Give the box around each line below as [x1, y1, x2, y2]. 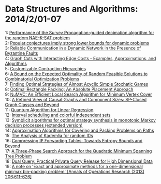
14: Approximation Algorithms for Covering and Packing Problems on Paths [5, 127, 154, 133]
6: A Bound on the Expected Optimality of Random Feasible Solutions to [5, 71, 148, 77]
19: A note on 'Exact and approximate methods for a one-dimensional [5, 163, 143, 169]
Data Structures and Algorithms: [5, 3, 138, 15]
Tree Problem [5, 153, 32, 159]
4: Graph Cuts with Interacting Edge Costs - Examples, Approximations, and [5, 55, 156, 61]
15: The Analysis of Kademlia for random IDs [5, 132, 93, 138]
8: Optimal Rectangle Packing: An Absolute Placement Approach [5, 86, 134, 92]
